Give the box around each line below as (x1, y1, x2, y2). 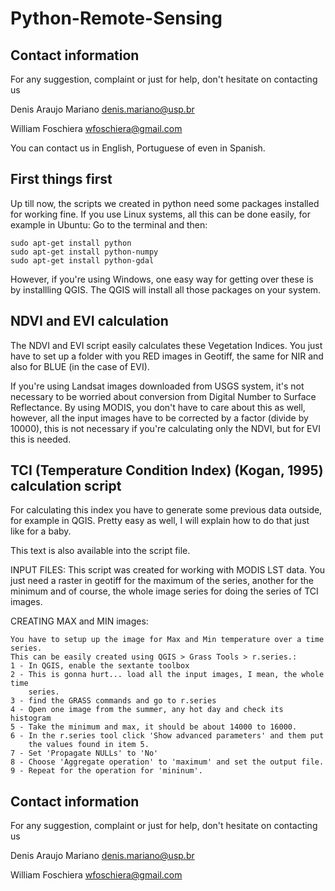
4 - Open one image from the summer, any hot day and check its (10, 705, 284, 715)
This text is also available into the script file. (10, 545, 191, 557)
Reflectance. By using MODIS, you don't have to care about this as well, (10, 401, 306, 413)
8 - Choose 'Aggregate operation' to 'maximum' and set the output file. (10, 757, 325, 767)
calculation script (10, 478, 122, 495)
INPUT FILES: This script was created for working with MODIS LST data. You (10, 564, 326, 576)
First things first (10, 171, 113, 188)
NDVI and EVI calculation (10, 313, 169, 330)
